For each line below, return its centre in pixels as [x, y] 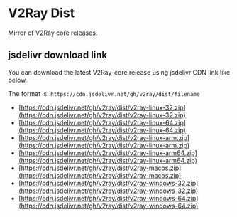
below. [18, 80]
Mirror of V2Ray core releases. [53, 33]
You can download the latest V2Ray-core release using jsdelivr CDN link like [119, 72]
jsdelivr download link [58, 55]
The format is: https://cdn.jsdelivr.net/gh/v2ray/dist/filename [104, 93]
